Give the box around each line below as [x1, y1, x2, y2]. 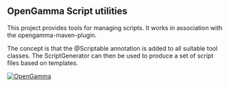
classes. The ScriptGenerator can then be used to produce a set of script [7, 51, 214, 60]
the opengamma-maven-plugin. [7, 31, 97, 39]
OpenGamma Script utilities [7, 5, 128, 17]
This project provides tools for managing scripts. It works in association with [7, 23, 223, 32]
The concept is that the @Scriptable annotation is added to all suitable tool [7, 44, 218, 52]
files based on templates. [7, 58, 79, 67]
